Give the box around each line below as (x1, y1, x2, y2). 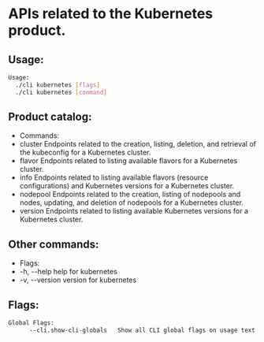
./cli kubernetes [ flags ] (15, 80, 101, 89)
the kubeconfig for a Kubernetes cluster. (19, 147, 151, 158)
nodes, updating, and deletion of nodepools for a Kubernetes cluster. (19, 198, 244, 207)
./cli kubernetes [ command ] (15, 88, 108, 96)
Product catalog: (8, 110, 92, 124)
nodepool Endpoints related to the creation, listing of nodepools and (19, 190, 241, 199)
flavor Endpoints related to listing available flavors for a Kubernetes (19, 156, 238, 165)
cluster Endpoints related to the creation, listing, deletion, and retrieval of (19, 139, 256, 149)
